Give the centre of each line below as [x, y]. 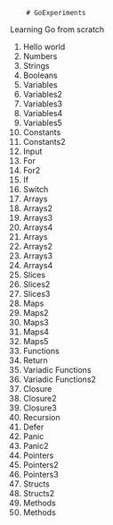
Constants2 [44, 142]
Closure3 [40, 408]
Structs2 [39, 493]
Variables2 [43, 94]
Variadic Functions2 [60, 379]
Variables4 [43, 113]
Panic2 [36, 446]
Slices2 [36, 284]
